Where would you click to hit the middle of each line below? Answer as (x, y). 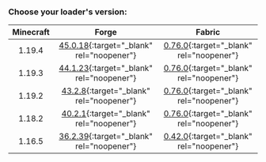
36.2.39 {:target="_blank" (106, 137)
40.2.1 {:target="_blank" (106, 114)
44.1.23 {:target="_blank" (106, 68)
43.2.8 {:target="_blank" (106, 91)
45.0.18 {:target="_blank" (106, 46)
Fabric (208, 32)
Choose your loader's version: (68, 12)
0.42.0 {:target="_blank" (208, 137)
